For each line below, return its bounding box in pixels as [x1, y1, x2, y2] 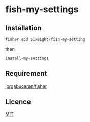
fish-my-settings [5, 4, 79, 15]
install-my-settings [5, 56, 49, 61]
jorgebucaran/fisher [5, 83, 47, 89]
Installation [5, 24, 42, 32]
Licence [5, 98, 32, 106]
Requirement [5, 69, 47, 78]
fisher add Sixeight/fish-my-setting [5, 37, 85, 42]
